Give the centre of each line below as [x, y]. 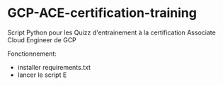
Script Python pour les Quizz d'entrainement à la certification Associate [111, 32]
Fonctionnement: [32, 54]
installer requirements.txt [54, 67]
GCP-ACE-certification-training [102, 13]
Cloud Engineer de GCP [42, 39]
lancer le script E [42, 75]
